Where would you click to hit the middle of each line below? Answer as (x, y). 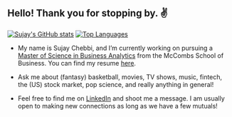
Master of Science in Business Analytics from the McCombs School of (121, 55)
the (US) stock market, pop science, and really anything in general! (116, 84)
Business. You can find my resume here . (77, 63)
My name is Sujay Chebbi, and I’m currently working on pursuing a (115, 48)
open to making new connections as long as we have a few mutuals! (118, 106)
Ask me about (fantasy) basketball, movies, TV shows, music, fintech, (120, 77)
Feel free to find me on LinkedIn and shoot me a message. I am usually (121, 98)
